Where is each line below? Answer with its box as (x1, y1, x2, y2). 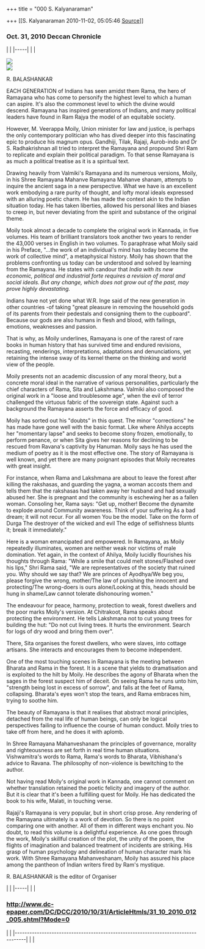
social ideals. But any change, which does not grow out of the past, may (6, 279, 189, 286)
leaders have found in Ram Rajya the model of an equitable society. (6, 113, 176, 121)
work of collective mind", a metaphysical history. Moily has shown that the (6, 253, 193, 260)
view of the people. (6, 361, 55, 368)
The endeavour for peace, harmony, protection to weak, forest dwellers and (6, 602, 197, 609)
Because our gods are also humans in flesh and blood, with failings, (6, 317, 176, 324)
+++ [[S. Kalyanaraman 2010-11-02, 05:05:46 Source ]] (6, 17, 144, 24)
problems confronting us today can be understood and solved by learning (6, 259, 192, 266)
